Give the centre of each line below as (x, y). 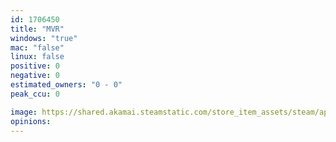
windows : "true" (44, 38)
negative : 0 (35, 76)
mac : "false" (37, 47)
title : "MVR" (37, 29)
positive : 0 (35, 66)
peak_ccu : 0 (35, 94)
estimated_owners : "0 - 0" (66, 85)
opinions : (31, 121)
